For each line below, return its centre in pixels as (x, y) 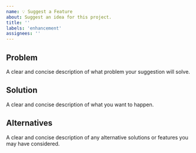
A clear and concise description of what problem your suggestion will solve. (98, 71)
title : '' (18, 22)
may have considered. (33, 144)
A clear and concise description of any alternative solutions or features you (97, 137)
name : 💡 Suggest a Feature (39, 12)
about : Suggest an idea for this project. (59, 17)
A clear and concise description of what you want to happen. (80, 105)
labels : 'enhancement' (34, 28)
